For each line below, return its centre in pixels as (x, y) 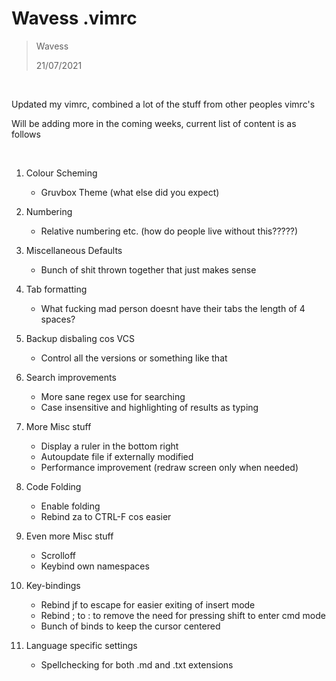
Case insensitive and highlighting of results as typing (149, 407)
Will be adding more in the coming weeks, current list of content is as (154, 123)
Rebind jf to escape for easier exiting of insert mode (148, 604)
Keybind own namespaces (95, 566)
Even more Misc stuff (69, 536)
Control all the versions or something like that (134, 358)
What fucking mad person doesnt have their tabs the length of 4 (173, 308)
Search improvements (71, 377)
